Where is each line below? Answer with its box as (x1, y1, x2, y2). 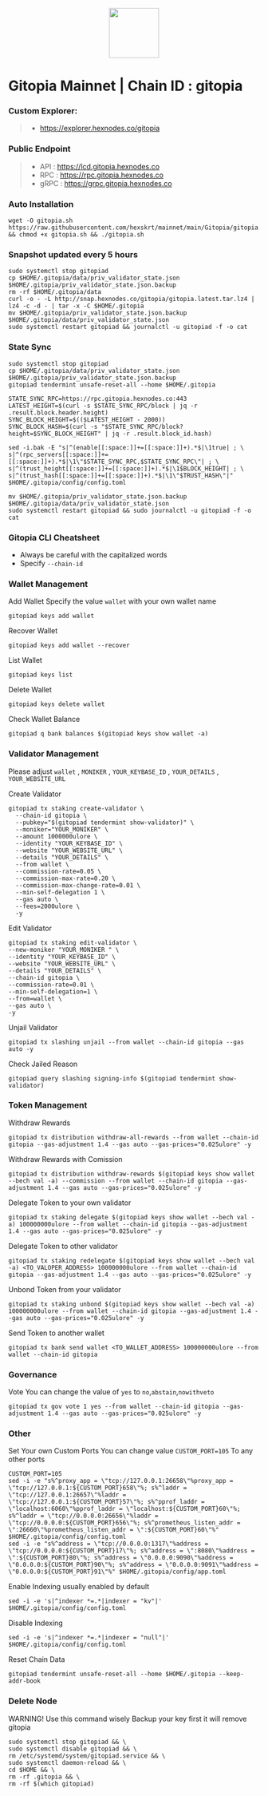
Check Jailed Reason (8, 1059, 78, 1068)
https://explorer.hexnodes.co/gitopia (39, 124, 160, 133)
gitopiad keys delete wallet (8, 700, 105, 708)
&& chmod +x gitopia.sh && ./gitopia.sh (8, 231, 145, 239)
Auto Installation (8, 198, 74, 209)
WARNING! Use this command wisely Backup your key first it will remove (8, 1714, 247, 1723)
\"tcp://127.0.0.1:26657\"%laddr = (8, 1491, 127, 1499)
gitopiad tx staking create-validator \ (8, 804, 145, 812)
